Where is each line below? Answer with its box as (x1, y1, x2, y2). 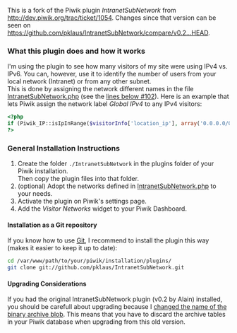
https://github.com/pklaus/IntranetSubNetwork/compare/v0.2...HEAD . (7, 28, 210, 37)
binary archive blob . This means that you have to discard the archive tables (7, 310, 226, 319)
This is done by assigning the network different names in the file (7, 85, 194, 93)
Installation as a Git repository (7, 221, 97, 229)
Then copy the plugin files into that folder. (17, 175, 140, 183)
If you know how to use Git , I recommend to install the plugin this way (7, 236, 209, 245)
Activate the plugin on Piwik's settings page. (17, 197, 147, 206)
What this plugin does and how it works (7, 46, 146, 56)
